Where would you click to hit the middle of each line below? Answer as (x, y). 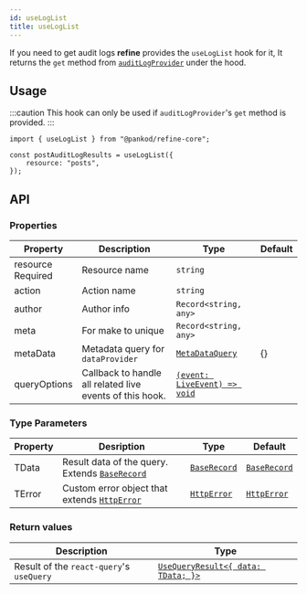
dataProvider (110, 359)
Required (33, 276)
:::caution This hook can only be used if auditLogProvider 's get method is (148, 113)
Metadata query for (123, 349)
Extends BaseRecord (105, 473)
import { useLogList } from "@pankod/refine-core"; (110, 139)
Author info (106, 309)
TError (28, 494)
